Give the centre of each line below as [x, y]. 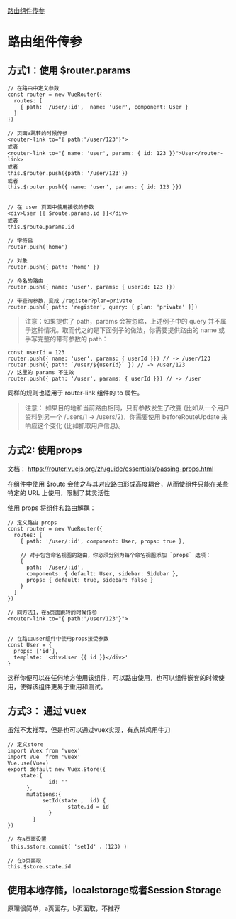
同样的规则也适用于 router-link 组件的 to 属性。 [75, 393]
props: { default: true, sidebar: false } [90, 580]
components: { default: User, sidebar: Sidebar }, [102, 574]
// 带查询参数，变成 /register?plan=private [70, 301]
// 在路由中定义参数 [33, 88]
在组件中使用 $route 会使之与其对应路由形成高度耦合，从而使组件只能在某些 [118, 484]
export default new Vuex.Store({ [57, 769]
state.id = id [89, 807]
